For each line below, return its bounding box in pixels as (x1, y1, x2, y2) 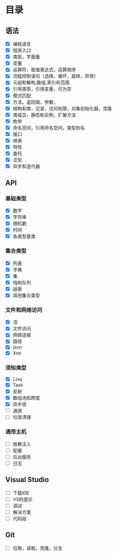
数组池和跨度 (12, 395, 40, 401)
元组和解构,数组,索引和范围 (12, 80, 70, 86)
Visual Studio (5, 475, 49, 484)
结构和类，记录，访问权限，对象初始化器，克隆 (12, 105, 112, 112)
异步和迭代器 (12, 163, 40, 170)
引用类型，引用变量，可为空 (12, 86, 72, 92)
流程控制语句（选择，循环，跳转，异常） (12, 73, 99, 79)
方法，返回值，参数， (12, 99, 58, 105)
